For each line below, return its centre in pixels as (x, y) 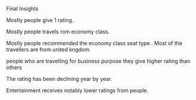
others (14, 67)
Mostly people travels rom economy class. (58, 32)
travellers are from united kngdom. (48, 49)
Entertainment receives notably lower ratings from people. (77, 90)
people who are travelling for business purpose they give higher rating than (98, 61)
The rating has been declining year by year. (59, 79)
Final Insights (22, 9)
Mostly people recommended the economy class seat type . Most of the (94, 43)
